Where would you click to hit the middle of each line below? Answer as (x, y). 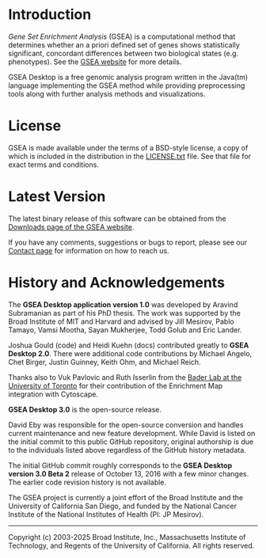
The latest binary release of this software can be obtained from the (118, 218)
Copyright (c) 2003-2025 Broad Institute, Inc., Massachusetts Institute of (127, 537)
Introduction (50, 15)
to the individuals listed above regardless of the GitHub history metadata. (127, 450)
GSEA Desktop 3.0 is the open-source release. (85, 409)
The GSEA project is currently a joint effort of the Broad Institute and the (126, 497)
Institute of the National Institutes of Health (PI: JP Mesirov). (106, 514)
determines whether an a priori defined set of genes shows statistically (124, 44)
